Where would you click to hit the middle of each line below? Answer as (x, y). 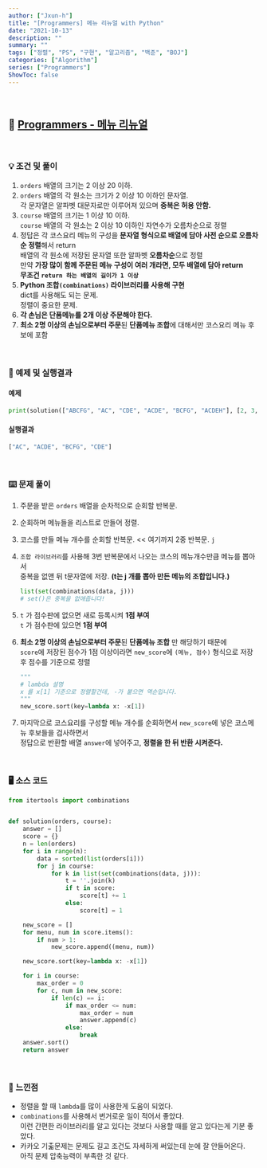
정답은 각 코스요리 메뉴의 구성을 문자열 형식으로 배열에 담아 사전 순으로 (128, 235)
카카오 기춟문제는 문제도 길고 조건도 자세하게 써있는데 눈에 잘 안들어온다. (132, 1146)
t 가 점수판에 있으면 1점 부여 (63, 625)
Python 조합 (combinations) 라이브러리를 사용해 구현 (102, 284)
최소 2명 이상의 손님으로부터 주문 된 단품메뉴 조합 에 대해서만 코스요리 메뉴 (133, 324)
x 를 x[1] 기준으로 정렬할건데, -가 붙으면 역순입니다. (98, 692)
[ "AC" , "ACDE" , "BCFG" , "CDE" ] (60, 447)
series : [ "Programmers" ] (49, 68)
